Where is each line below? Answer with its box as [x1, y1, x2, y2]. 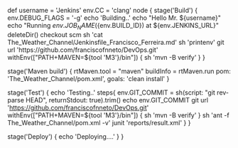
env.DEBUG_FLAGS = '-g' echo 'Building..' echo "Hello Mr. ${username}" [7, 14, 222, 22]
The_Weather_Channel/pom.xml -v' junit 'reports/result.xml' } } [7, 118, 191, 127]
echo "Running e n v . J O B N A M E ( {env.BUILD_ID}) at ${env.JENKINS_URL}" [7, 21, 219, 31]
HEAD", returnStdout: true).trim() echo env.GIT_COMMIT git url [26, 95, 208, 104]
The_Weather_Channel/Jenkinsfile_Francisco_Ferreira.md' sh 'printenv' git [7, 38, 225, 46]
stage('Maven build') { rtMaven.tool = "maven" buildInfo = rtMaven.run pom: [7, 67, 231, 75]
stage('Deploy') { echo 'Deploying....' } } [7, 132, 124, 141]
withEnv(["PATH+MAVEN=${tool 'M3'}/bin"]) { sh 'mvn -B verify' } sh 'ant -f [7, 110, 229, 120]
